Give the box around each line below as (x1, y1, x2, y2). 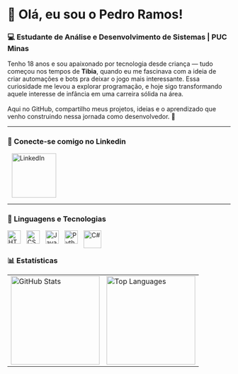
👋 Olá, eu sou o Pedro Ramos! (7, 6, 183, 23)
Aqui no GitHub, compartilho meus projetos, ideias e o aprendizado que (7, 105, 217, 113)
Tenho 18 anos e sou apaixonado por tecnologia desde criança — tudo (7, 59, 214, 68)
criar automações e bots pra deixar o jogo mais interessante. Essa (7, 74, 200, 84)
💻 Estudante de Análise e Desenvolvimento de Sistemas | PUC (7, 32, 227, 42)
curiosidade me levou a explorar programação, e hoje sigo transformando (7, 82, 222, 91)
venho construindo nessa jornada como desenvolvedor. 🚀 (7, 113, 176, 121)
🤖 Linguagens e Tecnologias (7, 214, 106, 224)
